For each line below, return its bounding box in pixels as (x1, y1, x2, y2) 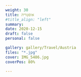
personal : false (5, 36, 40, 41)
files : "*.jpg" (5, 49, 38, 55)
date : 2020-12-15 (5, 27, 42, 32)
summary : (5, 21, 24, 27)
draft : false (5, 31, 33, 36)
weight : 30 (5, 7, 29, 13)
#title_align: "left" (5, 17, 51, 22)
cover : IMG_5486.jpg (5, 55, 49, 60)
